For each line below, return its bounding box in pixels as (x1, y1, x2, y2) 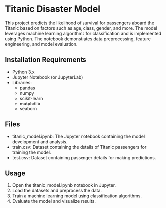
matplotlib (19, 101, 41, 106)
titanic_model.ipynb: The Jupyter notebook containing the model (12, 133, 145, 139)
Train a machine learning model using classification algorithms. (12, 193, 142, 199)
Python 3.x (12, 69, 35, 75)
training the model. (12, 149, 51, 155)
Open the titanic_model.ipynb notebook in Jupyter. (12, 182, 116, 188)
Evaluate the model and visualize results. (12, 198, 96, 204)
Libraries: (12, 79, 32, 85)
